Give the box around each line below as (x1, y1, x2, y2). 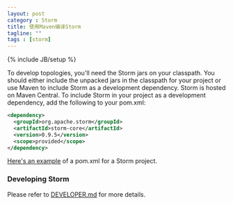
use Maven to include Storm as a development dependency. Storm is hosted (7, 84, 226, 92)
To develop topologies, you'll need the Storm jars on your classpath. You (7, 69, 216, 77)
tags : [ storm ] (7, 36, 51, 43)
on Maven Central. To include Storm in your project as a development (7, 91, 207, 100)
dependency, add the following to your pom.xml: (7, 98, 146, 107)
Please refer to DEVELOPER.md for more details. (7, 190, 146, 199)
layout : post (7, 10, 45, 17)
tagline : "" (7, 29, 42, 37)
